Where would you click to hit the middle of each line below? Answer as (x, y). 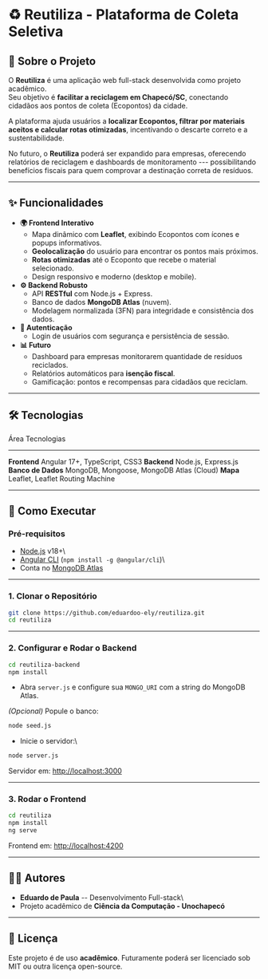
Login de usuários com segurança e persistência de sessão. (130, 336)
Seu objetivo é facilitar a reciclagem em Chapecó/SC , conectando (118, 97)
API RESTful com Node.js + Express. (92, 294)
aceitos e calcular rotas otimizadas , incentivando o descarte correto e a (128, 130)
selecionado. (53, 268)
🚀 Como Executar (52, 511)
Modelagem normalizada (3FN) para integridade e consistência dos (142, 310)
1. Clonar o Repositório (53, 596)
